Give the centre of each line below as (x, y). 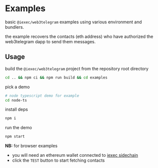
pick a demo (18, 87)
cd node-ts (16, 100)
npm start (15, 136)
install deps (17, 109)
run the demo (19, 128)
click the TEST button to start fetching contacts (58, 160)
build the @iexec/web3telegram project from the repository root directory (77, 68)
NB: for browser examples (31, 146)
